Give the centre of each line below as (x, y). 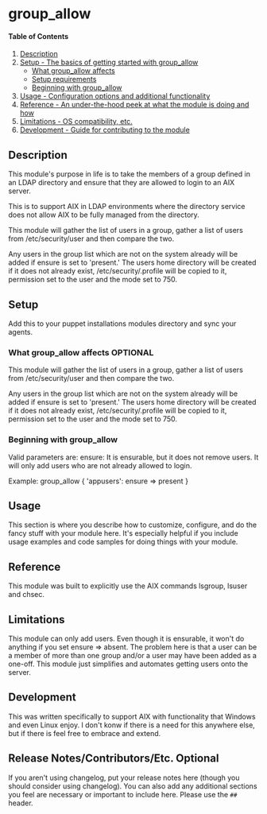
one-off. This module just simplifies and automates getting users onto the (128, 664)
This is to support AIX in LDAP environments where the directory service (127, 207)
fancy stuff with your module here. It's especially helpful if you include (123, 533)
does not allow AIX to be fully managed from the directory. (104, 215)
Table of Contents (39, 36)
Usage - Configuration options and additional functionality (115, 96)
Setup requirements (64, 79)
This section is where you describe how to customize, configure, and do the (132, 525)
